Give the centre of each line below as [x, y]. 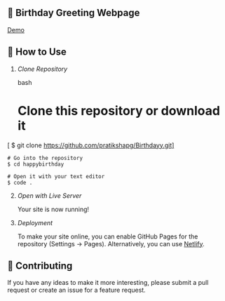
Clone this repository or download [119, 111]
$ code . [20, 182]
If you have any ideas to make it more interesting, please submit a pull [108, 283]
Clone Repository [42, 69]
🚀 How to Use [37, 52]
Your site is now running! [53, 209]
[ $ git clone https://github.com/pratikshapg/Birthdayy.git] [91, 145]
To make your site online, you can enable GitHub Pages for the [108, 236]
